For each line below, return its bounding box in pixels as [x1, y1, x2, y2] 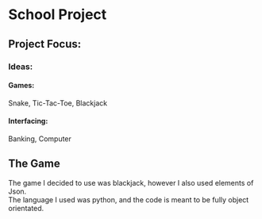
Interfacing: [8, 117, 48, 126]
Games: [8, 81, 35, 90]
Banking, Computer [8, 133, 71, 144]
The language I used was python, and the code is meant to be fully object [8, 194, 249, 204]
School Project [8, 6, 107, 24]
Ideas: [8, 61, 33, 72]
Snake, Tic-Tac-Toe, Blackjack [8, 98, 108, 108]
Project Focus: [8, 37, 82, 51]
